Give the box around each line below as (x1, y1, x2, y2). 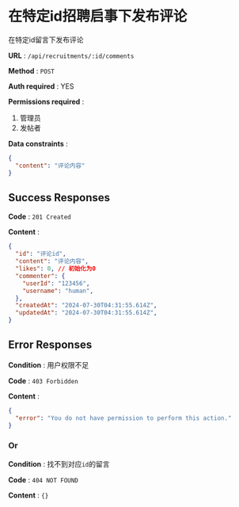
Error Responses (8, 338, 93, 352)
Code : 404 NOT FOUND (8, 475, 79, 484)
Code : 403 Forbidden (8, 375, 79, 385)
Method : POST (8, 66, 55, 75)
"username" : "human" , (22, 287, 93, 295)
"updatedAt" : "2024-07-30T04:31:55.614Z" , (15, 309, 157, 317)
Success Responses (8, 191, 111, 204)
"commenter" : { (15, 272, 66, 280)
